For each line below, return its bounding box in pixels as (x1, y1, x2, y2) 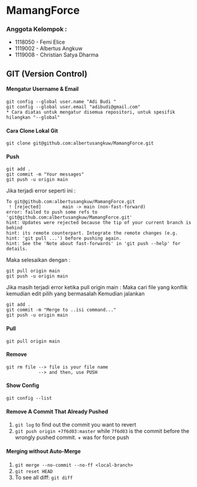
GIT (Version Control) (6, 68, 88, 78)
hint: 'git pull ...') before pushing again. (6, 235, 122, 241)
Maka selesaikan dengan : (6, 256, 71, 264)
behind (6, 225, 23, 231)
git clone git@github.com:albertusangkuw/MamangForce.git (6, 140, 154, 147)
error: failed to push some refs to (6, 209, 98, 216)
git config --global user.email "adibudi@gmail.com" (6, 104, 141, 110)
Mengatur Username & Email (6, 85, 79, 93)
